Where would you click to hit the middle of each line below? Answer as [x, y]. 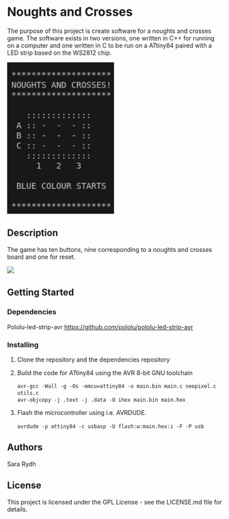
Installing [23, 344]
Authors [25, 447]
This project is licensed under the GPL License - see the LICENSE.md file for [114, 502]
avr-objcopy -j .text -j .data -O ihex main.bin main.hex [101, 400]
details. [17, 509]
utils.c [28, 393]
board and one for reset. [41, 257]
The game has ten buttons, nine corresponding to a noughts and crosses [110, 249]
